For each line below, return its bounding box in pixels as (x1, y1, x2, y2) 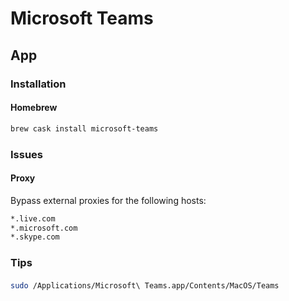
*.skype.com (10, 232, 60, 242)
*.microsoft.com (10, 223, 78, 233)
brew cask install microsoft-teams (10, 123, 159, 134)
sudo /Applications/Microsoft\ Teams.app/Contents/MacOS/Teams (10, 280, 280, 291)
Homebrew (10, 102, 58, 114)
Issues (10, 147, 44, 161)
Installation (10, 77, 67, 91)
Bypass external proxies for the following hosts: (10, 194, 207, 206)
